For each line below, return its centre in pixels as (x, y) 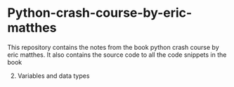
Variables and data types (53, 76)
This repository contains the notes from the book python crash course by (113, 47)
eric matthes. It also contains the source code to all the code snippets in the (117, 55)
